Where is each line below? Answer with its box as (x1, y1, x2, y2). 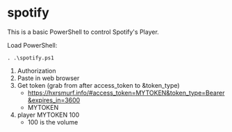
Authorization (17, 66, 57, 75)
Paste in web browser (17, 74, 80, 82)
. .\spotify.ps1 (7, 54, 54, 62)
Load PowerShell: (7, 41, 58, 49)
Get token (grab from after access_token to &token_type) (17, 81, 180, 89)
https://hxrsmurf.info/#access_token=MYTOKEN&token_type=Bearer (27, 88, 225, 97)
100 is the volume (27, 117, 78, 126)
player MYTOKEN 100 (17, 111, 80, 119)
